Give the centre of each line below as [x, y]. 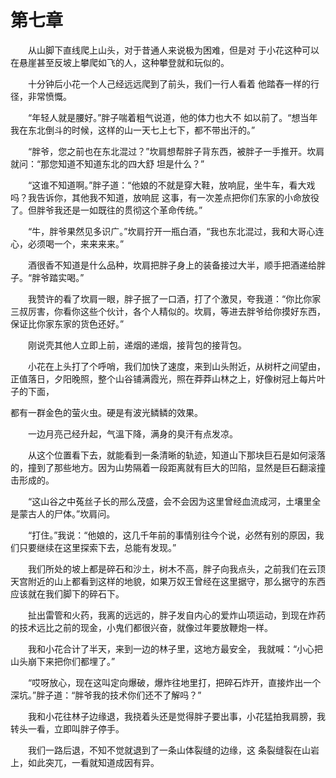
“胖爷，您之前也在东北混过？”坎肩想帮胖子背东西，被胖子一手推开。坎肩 [176, 151]
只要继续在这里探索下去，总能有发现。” [97, 547]
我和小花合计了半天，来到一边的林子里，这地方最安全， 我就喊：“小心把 [175, 648]
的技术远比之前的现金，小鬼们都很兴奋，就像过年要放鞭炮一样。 [141, 627]
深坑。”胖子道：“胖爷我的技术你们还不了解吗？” [106, 695]
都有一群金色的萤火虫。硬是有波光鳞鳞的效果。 [106, 412]
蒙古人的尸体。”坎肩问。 [67, 513]
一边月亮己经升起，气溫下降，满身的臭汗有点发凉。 [132, 433]
